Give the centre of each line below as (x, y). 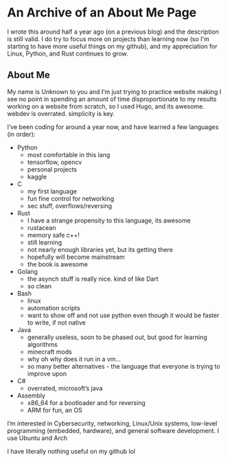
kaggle (37, 176)
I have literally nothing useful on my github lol (71, 451)
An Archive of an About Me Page (102, 13)
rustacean (42, 227)
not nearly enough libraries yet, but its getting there (100, 249)
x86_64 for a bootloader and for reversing (86, 402)
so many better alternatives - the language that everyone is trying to (124, 366)
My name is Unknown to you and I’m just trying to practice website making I (114, 91)
